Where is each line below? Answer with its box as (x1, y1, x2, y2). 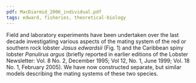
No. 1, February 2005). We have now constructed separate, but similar (6, 63, 182, 70)
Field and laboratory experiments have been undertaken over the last (6, 31, 179, 38)
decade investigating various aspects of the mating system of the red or (6, 38, 187, 45)
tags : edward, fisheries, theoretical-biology (6, 15, 126, 21)
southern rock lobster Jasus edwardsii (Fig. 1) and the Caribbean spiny (6, 44, 184, 51)
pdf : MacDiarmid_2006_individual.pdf (6, 8, 102, 15)
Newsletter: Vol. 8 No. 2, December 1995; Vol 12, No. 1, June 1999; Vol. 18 (6, 57, 190, 64)
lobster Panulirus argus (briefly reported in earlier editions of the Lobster (6, 50, 189, 58)
